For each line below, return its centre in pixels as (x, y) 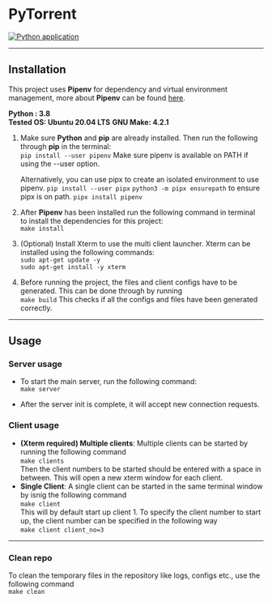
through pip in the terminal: (66, 146)
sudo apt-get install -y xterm (73, 267)
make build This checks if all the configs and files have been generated (139, 299)
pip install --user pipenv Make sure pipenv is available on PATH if (134, 155)
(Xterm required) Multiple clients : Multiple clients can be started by (134, 443)
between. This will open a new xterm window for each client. (121, 477)
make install (42, 228)
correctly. (36, 308)
